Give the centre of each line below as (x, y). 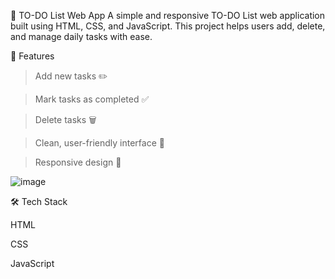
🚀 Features (32, 56)
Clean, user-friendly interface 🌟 (99, 143)
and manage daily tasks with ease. (81, 36)
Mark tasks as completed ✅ (92, 99)
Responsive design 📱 (78, 162)
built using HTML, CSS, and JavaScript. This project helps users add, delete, (168, 26)
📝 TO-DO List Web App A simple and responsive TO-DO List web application (168, 15)
